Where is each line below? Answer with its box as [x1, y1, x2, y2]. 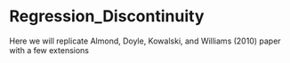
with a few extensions [9, 44, 89, 55]
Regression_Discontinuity [9, 6, 205, 27]
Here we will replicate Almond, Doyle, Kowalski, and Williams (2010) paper [9, 35, 282, 46]
